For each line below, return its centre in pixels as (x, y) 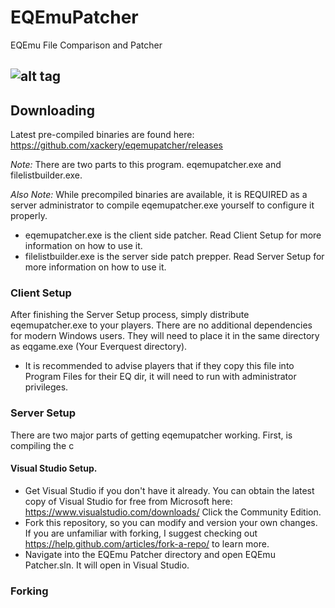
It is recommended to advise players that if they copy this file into (159, 366)
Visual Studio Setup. (54, 468)
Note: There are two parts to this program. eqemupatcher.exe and (146, 165)
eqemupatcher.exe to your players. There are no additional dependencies (161, 325)
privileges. (46, 387)
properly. (29, 216)
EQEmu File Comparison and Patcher (86, 45)
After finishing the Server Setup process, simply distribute (130, 315)
